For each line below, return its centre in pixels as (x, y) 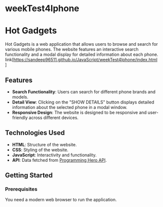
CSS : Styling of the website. (40, 150)
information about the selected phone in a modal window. (70, 107)
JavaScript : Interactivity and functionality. (54, 155)
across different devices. (54, 118)
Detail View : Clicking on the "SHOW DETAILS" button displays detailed (83, 102)
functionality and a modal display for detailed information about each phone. (82, 54)
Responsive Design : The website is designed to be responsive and (79, 112)
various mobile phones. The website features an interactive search (72, 50)
